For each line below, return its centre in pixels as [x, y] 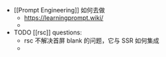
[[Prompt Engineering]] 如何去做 [59, 10]
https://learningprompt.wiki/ [64, 18]
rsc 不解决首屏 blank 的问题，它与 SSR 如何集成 [92, 41]
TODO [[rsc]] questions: [48, 32]
